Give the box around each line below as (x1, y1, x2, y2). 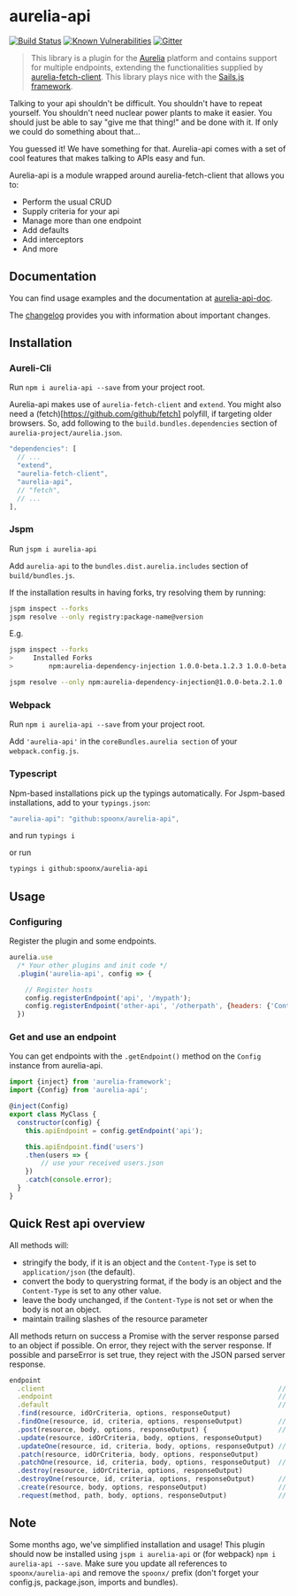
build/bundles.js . (9, 569, 75, 581)
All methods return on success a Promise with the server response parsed (9, 1330, 280, 1341)
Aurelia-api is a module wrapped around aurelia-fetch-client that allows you (9, 170, 285, 181)
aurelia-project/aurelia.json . (9, 428, 123, 438)
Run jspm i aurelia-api (9, 543, 97, 554)
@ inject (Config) (9, 1102, 69, 1111)
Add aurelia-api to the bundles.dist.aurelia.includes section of (9, 560, 249, 571)
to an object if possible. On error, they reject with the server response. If (9, 1339, 272, 1351)
